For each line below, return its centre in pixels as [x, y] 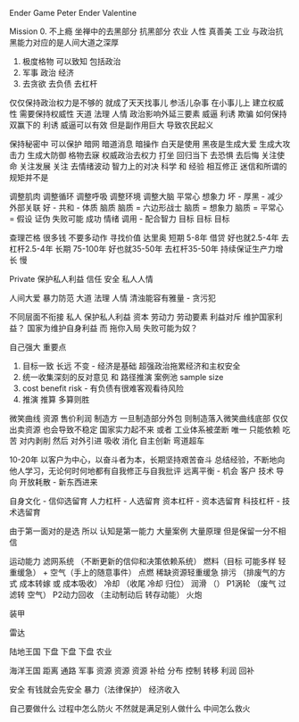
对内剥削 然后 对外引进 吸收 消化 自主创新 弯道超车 [112, 440]
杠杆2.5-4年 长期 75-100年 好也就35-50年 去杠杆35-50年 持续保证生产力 [142, 249]
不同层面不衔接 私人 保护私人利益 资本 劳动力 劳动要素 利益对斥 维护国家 [142, 317]
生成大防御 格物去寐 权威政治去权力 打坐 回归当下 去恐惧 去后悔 [143, 155]
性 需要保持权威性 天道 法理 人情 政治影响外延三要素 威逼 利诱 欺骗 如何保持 [148, 114]
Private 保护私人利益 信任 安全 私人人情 [81, 279]
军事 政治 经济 [48, 72]
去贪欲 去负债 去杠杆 [60, 83]
